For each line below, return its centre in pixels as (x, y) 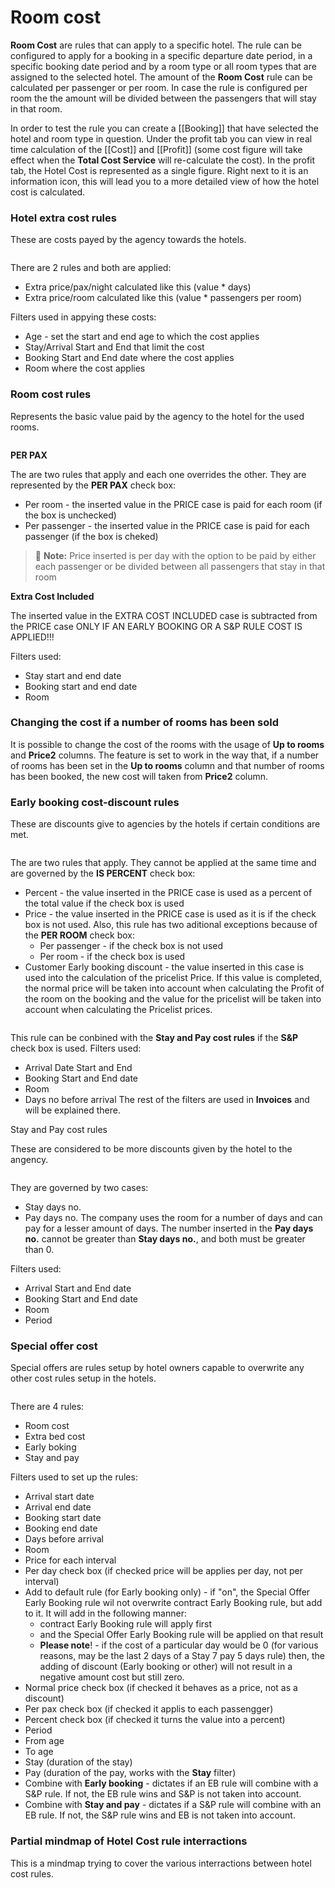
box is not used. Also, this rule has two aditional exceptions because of (171, 925)
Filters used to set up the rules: (74, 1477)
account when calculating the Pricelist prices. (118, 1010)
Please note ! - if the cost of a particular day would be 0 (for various (179, 1645)
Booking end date (61, 1528)
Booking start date (63, 1518)
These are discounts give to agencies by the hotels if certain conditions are (165, 824)
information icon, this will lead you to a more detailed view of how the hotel (165, 181)
